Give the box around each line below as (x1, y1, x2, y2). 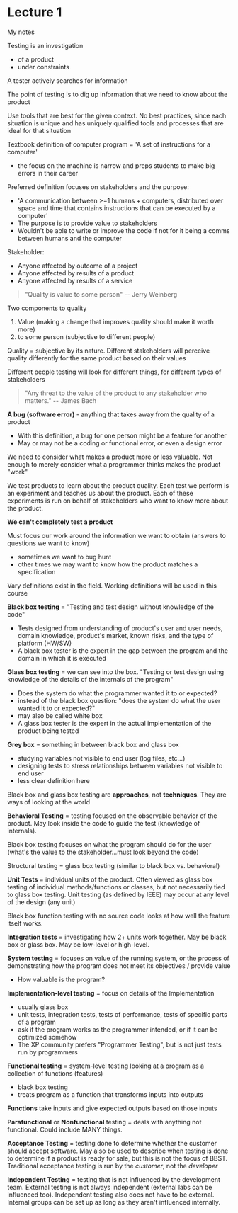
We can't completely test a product (7, 518, 113, 526)
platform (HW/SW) (17, 639, 72, 647)
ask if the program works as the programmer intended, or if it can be (17, 1025, 218, 1034)
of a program (17, 1018, 57, 1026)
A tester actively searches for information (7, 76, 129, 85)
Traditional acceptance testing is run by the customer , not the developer (7, 1161, 218, 1170)
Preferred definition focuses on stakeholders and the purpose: (7, 182, 190, 191)
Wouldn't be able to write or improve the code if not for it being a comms (17, 226, 230, 234)
